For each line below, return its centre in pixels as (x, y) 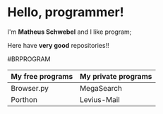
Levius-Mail (100, 99)
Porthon (24, 99)
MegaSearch (101, 88)
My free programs (42, 76)
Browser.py (30, 88)
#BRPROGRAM (29, 59)
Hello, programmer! (66, 12)
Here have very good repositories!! (58, 45)
